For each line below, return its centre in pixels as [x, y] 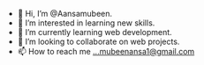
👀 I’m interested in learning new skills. [86, 23]
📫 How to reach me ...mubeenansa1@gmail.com [106, 51]
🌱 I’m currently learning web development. [94, 32]
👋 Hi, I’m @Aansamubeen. [65, 14]
